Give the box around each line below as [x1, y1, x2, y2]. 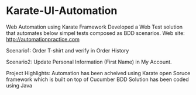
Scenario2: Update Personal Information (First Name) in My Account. [6, 58, 172, 65]
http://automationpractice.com [6, 36, 80, 43]
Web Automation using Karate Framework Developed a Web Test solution [6, 23, 183, 30]
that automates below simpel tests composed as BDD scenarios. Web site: [6, 29, 185, 36]
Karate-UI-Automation [6, 4, 118, 17]
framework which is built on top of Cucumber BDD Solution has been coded [6, 76, 189, 83]
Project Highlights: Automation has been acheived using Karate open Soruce [6, 69, 191, 76]
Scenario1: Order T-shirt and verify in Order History [6, 47, 129, 54]
